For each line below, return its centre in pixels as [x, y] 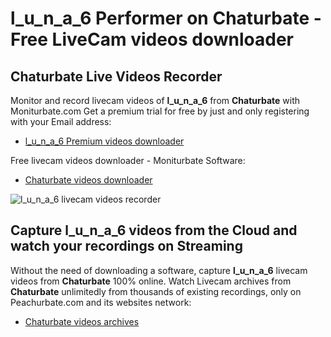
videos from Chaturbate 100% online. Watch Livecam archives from [151, 281]
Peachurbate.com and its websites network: [101, 302]
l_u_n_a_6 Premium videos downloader [104, 141]
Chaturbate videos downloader [88, 180]
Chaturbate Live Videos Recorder [116, 76]
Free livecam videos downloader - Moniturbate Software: [128, 160]
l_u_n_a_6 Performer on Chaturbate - [166, 18]
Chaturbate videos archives [82, 321]
